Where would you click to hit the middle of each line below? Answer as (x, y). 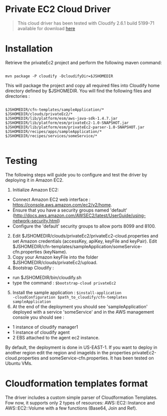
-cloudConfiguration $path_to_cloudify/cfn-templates (70, 297)
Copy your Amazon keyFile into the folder (55, 257)
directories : (18, 96)
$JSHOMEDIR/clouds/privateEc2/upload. (55, 262)
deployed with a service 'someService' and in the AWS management (83, 312)
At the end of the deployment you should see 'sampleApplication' (80, 306)
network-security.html (35, 221)
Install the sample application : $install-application (67, 292)
